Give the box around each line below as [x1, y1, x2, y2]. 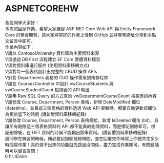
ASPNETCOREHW [5, 3, 79, 14]
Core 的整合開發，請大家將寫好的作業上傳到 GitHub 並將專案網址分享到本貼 [5, 32, 157, 38]
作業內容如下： [5, 44, 35, 50]
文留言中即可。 [5, 38, 35, 44]
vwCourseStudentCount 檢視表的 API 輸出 [5, 86, 90, 93]
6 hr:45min [5, 153, 27, 159]
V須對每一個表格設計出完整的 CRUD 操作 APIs [5, 68, 97, 74]
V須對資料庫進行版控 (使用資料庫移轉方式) [5, 62, 89, 68]
